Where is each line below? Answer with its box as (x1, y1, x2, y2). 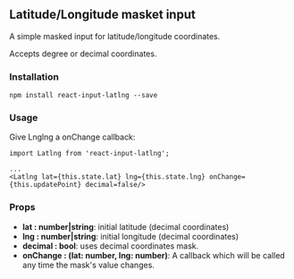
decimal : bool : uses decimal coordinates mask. (21, 241, 199, 251)
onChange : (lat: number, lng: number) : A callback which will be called (21, 249, 286, 260)
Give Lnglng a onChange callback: (9, 131, 136, 142)
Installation (9, 71, 60, 83)
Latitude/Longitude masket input (9, 7, 197, 22)
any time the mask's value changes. (21, 259, 155, 270)
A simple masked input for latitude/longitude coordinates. (9, 30, 221, 41)
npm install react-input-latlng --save (9, 91, 158, 100)
